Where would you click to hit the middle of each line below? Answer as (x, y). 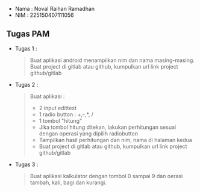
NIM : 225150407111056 (44, 15)
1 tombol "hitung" (61, 120)
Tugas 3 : (27, 164)
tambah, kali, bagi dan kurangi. (68, 182)
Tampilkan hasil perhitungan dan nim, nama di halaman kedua (116, 140)
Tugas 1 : (26, 48)
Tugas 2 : (27, 84)
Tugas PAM (28, 34)
